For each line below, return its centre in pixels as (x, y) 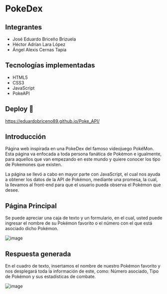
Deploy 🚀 (19, 109)
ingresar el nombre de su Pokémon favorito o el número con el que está (79, 223)
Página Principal (31, 206)
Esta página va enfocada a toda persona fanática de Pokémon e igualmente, (83, 154)
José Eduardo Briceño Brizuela (44, 39)
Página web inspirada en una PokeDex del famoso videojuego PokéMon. (80, 149)
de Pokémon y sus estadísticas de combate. (51, 277)
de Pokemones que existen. (34, 165)
